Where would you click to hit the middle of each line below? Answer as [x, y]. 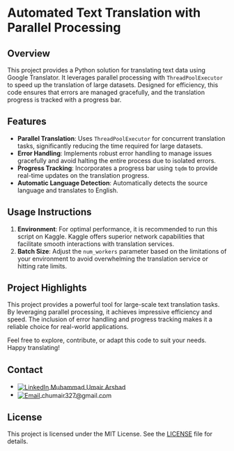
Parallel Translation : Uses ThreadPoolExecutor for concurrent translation [121, 138]
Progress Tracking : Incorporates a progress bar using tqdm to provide [117, 168]
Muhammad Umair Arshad [88, 387]
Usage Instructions [49, 212]
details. [18, 441]
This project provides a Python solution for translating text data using [106, 70]
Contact [25, 370]
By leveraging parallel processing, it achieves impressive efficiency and [110, 312]
